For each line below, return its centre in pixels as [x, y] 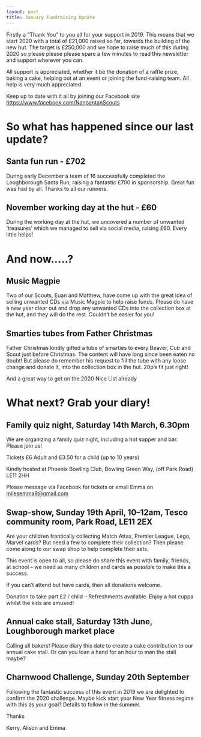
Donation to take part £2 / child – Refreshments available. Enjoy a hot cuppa [100, 596]
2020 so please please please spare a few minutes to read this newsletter [97, 53]
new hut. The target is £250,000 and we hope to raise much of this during [97, 47]
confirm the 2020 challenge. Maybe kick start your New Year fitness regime [100, 698]
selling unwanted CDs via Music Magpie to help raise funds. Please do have [100, 302]
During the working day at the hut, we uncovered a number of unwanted [95, 222]
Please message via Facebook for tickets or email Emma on [80, 487]
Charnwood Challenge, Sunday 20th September [98, 677]
